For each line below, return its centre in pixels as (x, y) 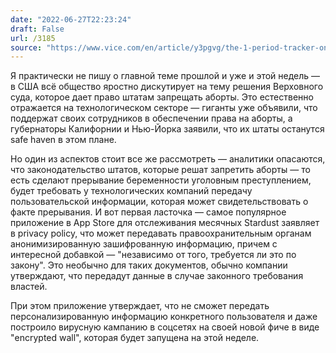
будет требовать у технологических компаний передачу (131, 191)
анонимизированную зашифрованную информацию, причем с (144, 244)
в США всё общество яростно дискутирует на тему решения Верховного (167, 87)
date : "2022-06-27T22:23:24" (71, 19)
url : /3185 (33, 38)
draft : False (37, 29)
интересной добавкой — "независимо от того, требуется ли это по (153, 255)
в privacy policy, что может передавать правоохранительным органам (161, 233)
